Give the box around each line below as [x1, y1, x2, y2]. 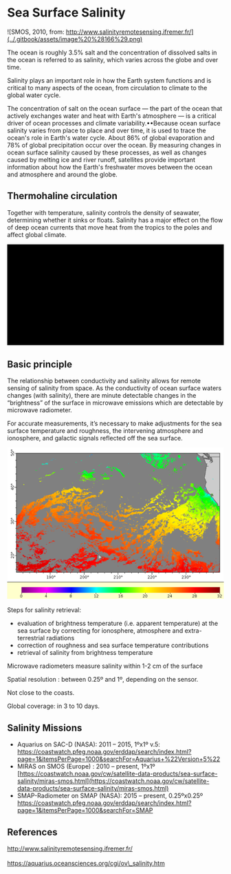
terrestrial [16, 634, 45, 642]
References [7, 826, 58, 838]
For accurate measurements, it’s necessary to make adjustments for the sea [7, 419, 222, 428]
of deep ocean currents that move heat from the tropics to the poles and [7, 223, 212, 232]
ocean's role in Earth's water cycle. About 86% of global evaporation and [7, 133, 215, 142]
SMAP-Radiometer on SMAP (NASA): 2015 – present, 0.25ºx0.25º [16, 791, 203, 800]
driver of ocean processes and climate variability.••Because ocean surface [7, 119, 221, 127]
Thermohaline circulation [7, 190, 118, 202]
